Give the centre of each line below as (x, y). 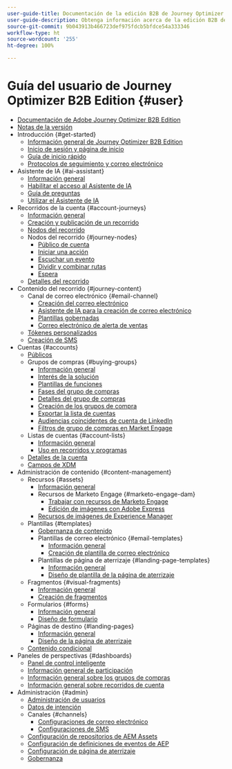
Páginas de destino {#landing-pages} (81, 626)
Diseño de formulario (68, 618)
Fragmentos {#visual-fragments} (74, 582)
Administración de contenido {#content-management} (94, 472)
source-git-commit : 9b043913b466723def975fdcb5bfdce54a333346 (98, 26)
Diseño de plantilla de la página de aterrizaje (111, 575)
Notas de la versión (45, 127)
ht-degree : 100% (30, 46)
